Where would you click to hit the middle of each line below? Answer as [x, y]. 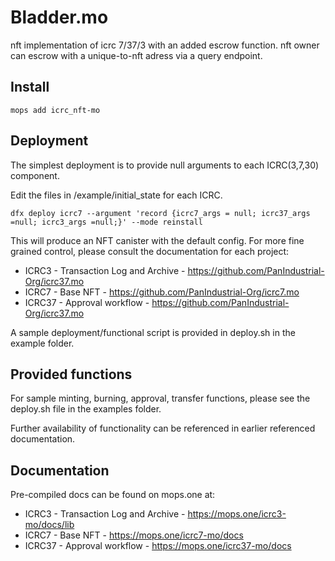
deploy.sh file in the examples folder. [86, 409]
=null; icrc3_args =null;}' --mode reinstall [106, 222]
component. [35, 175]
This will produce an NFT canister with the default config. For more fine [157, 240]
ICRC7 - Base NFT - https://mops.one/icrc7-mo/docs [134, 535]
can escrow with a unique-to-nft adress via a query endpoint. [136, 55]
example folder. [42, 343]
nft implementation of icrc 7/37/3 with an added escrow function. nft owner [165, 45]
